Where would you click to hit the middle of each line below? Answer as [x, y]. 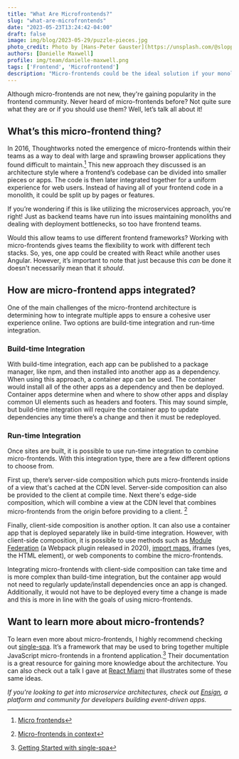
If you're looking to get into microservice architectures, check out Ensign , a [118, 692]
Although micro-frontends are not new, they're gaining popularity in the [112, 94]
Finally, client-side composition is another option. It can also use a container [119, 525]
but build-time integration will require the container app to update [103, 409]
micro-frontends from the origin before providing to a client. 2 [97, 511]
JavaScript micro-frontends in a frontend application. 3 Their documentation [118, 654]
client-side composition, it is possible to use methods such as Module [110, 540]
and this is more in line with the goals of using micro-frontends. [100, 600]
